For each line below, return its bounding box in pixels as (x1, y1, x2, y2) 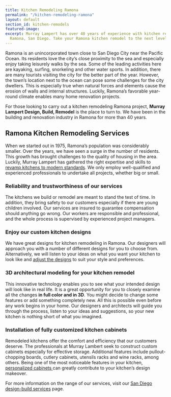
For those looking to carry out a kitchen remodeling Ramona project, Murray (5, 103, 165, 109)
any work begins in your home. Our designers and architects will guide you (5, 302, 162, 309)
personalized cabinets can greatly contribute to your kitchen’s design (5, 365, 150, 371)
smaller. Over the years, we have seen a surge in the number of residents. (5, 148, 160, 154)
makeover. (5, 370, 27, 376)
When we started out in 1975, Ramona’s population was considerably (5, 143, 149, 149)
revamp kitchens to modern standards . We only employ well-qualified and (5, 164, 160, 170)
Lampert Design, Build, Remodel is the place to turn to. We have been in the (5, 108, 166, 115)
